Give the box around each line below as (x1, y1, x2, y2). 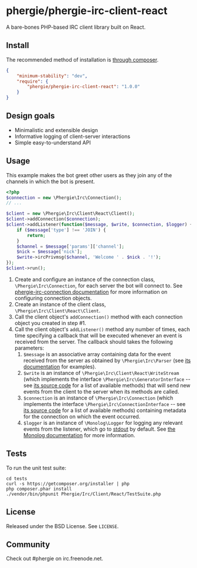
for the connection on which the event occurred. (23, 413, 141, 420)
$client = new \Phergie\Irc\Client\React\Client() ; (6, 211, 135, 217)
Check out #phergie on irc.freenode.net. (6, 555, 104, 562)
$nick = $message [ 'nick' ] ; (16, 249, 83, 255)
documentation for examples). (23, 363, 97, 370)
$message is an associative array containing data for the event (23, 350, 171, 357)
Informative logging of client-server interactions (14, 133, 131, 140)
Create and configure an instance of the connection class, (14, 276, 155, 283)
